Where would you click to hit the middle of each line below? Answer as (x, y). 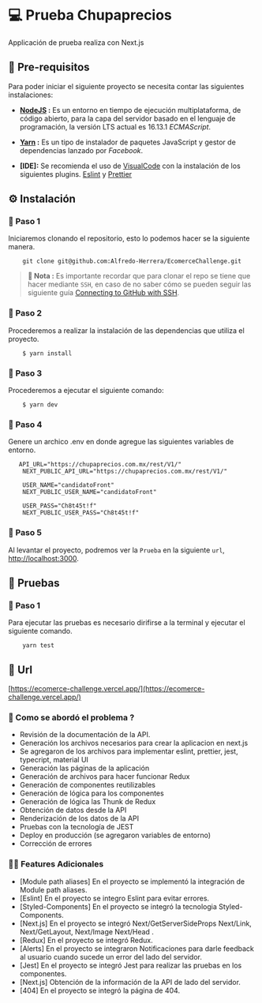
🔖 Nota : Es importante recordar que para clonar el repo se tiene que (139, 276)
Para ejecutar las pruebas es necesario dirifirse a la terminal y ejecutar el (127, 623)
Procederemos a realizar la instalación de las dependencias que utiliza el (126, 330)
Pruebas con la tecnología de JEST (77, 827)
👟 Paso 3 (25, 373)
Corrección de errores (56, 844)
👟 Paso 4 (25, 425)
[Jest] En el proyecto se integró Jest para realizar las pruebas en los (131, 965)
